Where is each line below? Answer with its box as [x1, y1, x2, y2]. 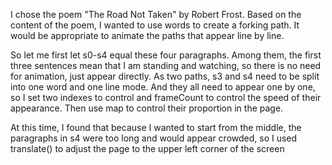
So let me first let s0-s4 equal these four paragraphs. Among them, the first [10, 49, 322, 61]
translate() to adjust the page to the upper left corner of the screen [10, 143, 285, 154]
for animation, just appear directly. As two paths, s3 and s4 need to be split [10, 70, 320, 82]
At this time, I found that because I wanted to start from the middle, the [10, 122, 302, 133]
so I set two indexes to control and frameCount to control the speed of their [10, 92, 322, 103]
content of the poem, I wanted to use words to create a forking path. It [10, 19, 300, 31]
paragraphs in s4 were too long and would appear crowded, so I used [10, 132, 298, 144]
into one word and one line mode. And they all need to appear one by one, [10, 81, 316, 93]
